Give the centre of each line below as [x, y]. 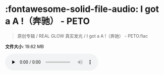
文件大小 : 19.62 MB [25, 46]
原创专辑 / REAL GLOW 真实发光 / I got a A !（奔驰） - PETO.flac [82, 36]
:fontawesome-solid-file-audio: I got [82, 9]
